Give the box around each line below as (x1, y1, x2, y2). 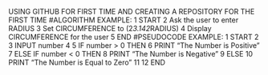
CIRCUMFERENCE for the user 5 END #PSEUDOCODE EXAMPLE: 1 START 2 (8, 32, 259, 41)
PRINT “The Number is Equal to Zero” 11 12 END (8, 57, 166, 67)
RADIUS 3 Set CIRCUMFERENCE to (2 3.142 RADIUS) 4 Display (8, 24, 212, 33)
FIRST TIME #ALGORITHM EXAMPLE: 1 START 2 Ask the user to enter (8, 15, 239, 25)
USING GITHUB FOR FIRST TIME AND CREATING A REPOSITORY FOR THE (8, 7, 255, 16)
